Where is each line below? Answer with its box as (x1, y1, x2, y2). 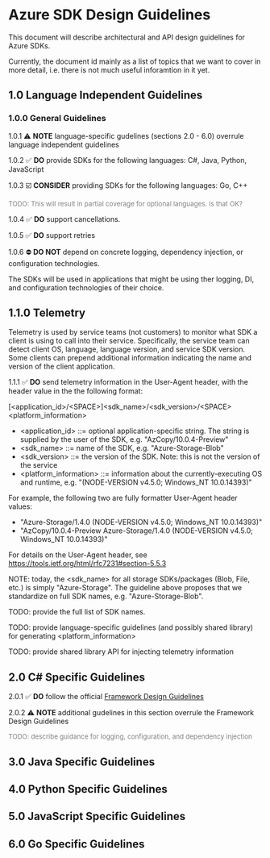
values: (8, 502, 32, 511)
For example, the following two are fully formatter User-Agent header (8, 494, 238, 503)
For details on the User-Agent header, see (8, 550, 147, 560)
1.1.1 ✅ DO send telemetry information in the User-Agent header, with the (8, 377, 248, 387)
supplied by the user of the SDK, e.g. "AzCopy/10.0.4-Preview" (19, 435, 229, 444)
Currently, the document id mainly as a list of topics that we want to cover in (8, 56, 261, 66)
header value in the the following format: (8, 386, 143, 396)
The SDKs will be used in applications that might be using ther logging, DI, (8, 274, 255, 284)
